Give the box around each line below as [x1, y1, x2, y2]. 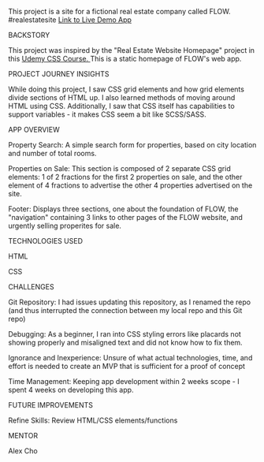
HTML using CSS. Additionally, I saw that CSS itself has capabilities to [8, 102, 235, 110]
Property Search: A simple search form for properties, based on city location [8, 140, 257, 149]
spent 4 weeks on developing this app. [8, 386, 134, 394]
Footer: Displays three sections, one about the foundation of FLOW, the [8, 204, 239, 214]
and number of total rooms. [8, 149, 97, 158]
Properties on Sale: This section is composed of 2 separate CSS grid [8, 164, 231, 173]
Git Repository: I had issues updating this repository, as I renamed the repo [8, 297, 251, 307]
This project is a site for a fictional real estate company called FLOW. [8, 7, 231, 16]
